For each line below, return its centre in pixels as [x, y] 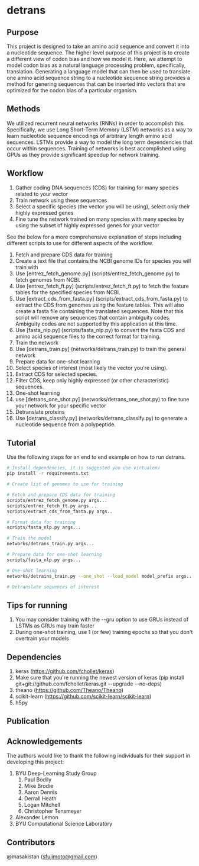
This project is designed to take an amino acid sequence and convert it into [98, 46]
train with [27, 267]
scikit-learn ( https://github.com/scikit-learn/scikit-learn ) [83, 697]
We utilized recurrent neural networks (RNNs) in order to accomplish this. [96, 123]
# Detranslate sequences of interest [53, 587]
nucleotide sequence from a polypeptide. [65, 424]
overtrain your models [42, 638]
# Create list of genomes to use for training [65, 484]
